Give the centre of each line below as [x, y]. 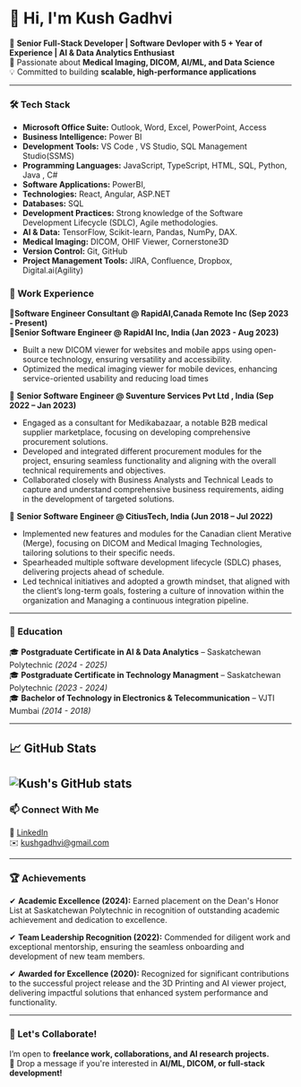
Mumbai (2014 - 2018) [50, 710]
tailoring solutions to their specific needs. [99, 552]
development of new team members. [77, 957]
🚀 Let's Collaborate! [53, 1034]
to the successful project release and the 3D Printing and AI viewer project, [148, 983]
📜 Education [36, 631]
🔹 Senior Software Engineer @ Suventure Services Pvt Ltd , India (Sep [142, 396]
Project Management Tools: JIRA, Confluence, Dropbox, [127, 261]
